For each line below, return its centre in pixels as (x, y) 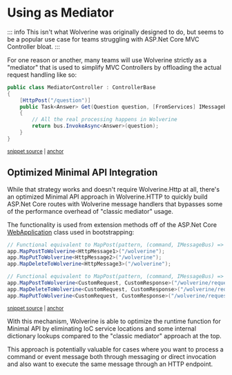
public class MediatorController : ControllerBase (81, 87)
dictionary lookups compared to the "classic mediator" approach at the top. (115, 336)
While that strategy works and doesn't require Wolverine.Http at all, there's (113, 189)
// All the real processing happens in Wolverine (105, 120)
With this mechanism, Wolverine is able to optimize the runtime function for (114, 321)
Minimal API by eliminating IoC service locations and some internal (102, 328)
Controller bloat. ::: (34, 46)
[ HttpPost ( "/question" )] (55, 100)
